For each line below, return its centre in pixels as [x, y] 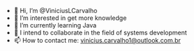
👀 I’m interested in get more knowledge [70, 18]
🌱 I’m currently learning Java [55, 25]
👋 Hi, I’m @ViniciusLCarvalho [55, 11]
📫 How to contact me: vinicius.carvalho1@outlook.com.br [97, 40]
